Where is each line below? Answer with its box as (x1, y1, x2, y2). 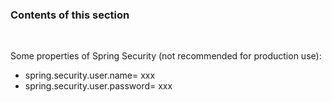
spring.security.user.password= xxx (24, 80, 173, 92)
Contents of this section (10, 8, 130, 22)
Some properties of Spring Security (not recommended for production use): (10, 50, 322, 62)
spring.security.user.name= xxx (24, 69, 156, 82)
